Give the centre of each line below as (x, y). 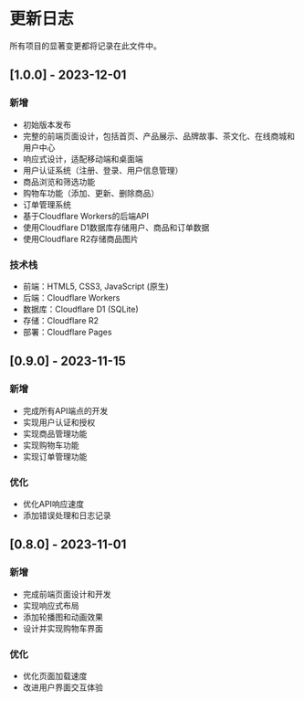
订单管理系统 (47, 204)
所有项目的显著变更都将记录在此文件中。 (85, 46)
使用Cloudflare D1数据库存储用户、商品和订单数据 (116, 227)
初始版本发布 (47, 124)
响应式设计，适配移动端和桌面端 (83, 159)
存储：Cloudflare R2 (60, 320)
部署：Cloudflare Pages (67, 332)
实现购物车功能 (51, 445)
